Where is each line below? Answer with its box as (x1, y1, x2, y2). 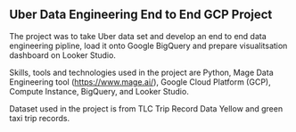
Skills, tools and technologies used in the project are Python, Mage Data (9, 67, 274, 78)
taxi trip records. (9, 112, 70, 123)
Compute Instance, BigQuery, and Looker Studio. (9, 86, 189, 96)
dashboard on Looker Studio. (9, 49, 116, 61)
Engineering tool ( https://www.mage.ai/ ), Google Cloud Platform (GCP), (9, 76, 271, 87)
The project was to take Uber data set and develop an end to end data (9, 30, 267, 41)
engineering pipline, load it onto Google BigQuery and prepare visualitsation (9, 40, 288, 51)
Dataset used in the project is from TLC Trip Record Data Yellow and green (9, 103, 284, 114)
